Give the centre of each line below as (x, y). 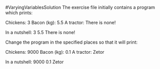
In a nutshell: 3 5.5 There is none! (40, 32)
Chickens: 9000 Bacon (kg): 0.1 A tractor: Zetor (55, 52)
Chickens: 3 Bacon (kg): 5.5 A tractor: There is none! (61, 23)
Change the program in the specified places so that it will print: (72, 42)
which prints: (19, 13)
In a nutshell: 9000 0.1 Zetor (35, 62)
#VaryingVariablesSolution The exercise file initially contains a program (80, 7)
